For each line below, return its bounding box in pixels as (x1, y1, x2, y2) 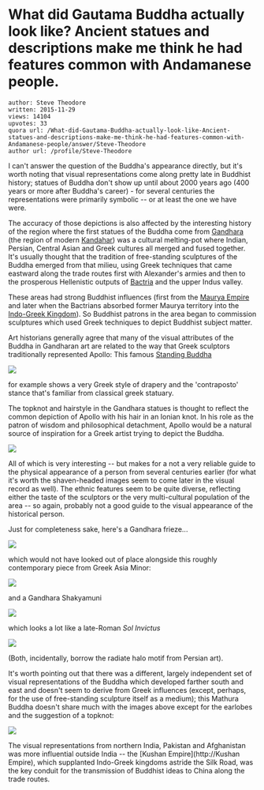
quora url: (8, 126, 44, 134)
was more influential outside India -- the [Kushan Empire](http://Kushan (8, 749, 240, 758)
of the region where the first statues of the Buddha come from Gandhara (8, 227, 244, 236)
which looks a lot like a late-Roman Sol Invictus (8, 623, 161, 633)
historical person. (8, 509, 65, 518)
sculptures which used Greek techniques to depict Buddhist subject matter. (8, 318, 253, 327)
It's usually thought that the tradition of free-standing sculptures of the (8, 251, 238, 261)
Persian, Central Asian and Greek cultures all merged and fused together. (8, 243, 246, 253)
